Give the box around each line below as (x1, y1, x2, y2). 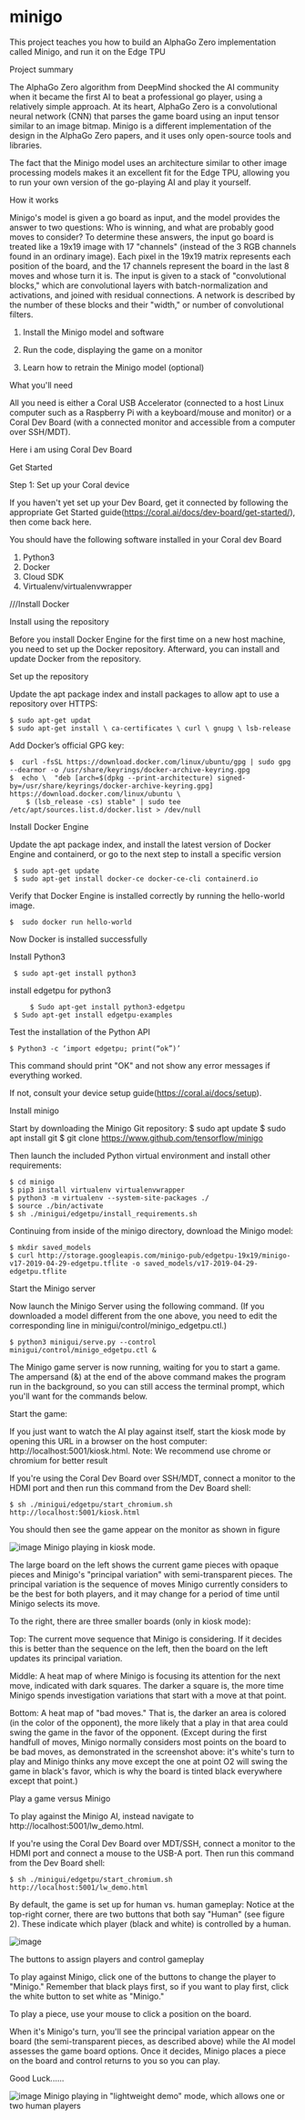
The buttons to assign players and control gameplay (9, 1953, 205, 1964)
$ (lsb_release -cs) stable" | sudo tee (25, 797, 181, 806)
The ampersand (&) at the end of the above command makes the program (9, 1370, 287, 1382)
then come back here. (9, 516, 92, 527)
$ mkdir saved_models (9, 1243, 92, 1252)
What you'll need (9, 379, 73, 390)
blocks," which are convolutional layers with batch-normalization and (9, 280, 269, 291)
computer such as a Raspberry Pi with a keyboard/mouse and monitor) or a (9, 407, 292, 418)
